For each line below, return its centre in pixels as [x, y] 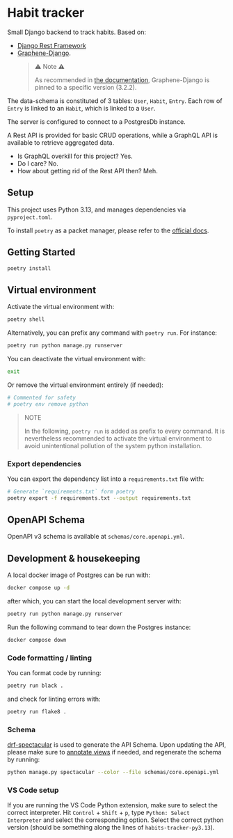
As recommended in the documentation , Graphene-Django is [122, 80]
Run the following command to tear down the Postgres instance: [99, 627]
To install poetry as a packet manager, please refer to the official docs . [108, 230]
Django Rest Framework [52, 45]
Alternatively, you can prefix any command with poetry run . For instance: [112, 333]
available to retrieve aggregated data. [61, 142]
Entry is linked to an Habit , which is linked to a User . [81, 108]
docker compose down [37, 640]
